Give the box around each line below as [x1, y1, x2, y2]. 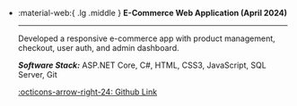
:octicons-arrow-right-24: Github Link [17, 86, 158, 97]
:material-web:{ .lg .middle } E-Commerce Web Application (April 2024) [17, 8, 288, 18]
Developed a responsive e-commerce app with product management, [17, 33, 275, 44]
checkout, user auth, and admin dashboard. [17, 43, 179, 53]
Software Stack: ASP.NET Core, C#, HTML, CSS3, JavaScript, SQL [17, 60, 266, 70]
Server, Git [17, 69, 57, 79]
